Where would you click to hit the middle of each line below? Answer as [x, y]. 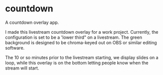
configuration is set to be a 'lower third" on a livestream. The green [74, 37]
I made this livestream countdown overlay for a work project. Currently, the [82, 32]
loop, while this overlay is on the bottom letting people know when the [77, 63]
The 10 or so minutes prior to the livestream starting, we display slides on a [82, 57]
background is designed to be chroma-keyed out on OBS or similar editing [81, 42]
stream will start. [22, 68]
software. [15, 48]
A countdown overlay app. [32, 22]
